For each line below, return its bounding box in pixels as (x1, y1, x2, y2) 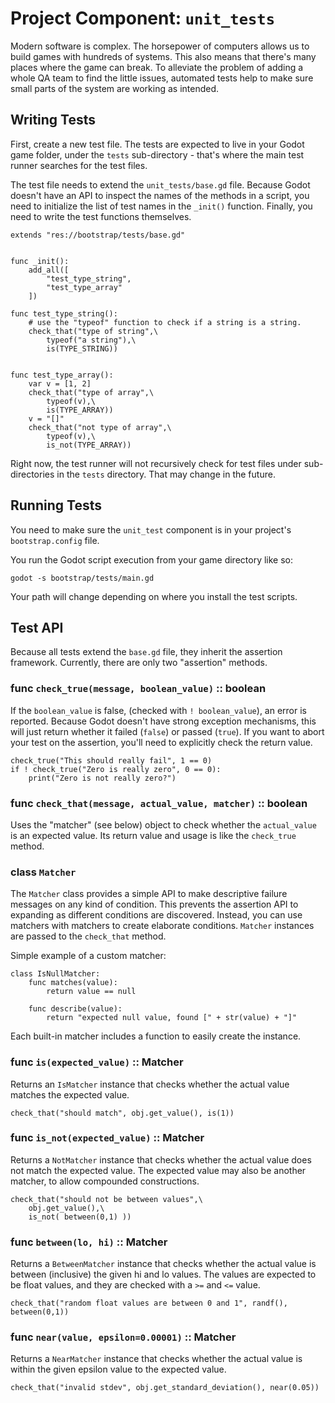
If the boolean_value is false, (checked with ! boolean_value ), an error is (10, 704, 308, 716)
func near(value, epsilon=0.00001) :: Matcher (10, 1330, 237, 1344)
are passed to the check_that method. (10, 930, 167, 942)
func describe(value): (28, 1004, 123, 1014)
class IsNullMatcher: (10, 969, 101, 979)
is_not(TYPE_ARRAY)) (46, 440, 132, 450)
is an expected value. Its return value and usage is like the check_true (10, 829, 297, 841)
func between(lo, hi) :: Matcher (10, 1235, 168, 1249)
